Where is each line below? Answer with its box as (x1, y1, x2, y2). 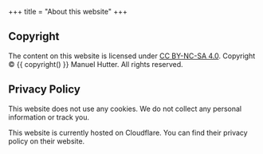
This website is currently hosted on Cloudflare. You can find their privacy (8, 128, 249, 137)
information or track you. (8, 112, 90, 122)
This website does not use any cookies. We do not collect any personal (8, 104, 241, 113)
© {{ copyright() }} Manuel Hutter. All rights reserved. (8, 59, 183, 69)
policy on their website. (8, 136, 85, 146)
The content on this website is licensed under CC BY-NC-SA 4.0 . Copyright (8, 51, 256, 61)
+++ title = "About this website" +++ (8, 7, 128, 16)
